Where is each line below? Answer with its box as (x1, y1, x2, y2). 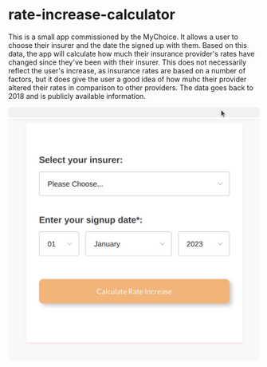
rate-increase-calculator (8, 6, 175, 24)
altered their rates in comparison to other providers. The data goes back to (8, 82, 253, 93)
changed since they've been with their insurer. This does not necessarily (8, 57, 247, 67)
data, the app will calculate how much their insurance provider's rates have (8, 49, 255, 58)
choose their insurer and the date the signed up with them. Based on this (8, 40, 247, 49)
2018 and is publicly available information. (8, 91, 146, 101)
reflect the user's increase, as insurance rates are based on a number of (8, 65, 245, 75)
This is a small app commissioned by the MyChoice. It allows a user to (8, 32, 239, 41)
